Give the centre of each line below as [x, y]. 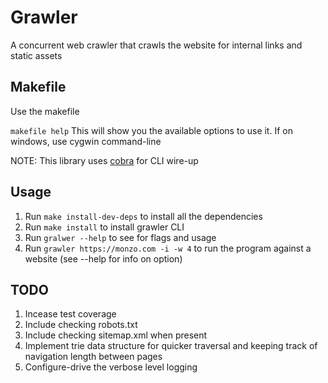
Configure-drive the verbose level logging [111, 367]
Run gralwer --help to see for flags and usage [120, 237]
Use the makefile [45, 111]
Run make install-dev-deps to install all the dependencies [143, 216]
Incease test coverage [70, 314]
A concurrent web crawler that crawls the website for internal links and [156, 45]
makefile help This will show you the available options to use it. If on [151, 130]
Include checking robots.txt [81, 325]
